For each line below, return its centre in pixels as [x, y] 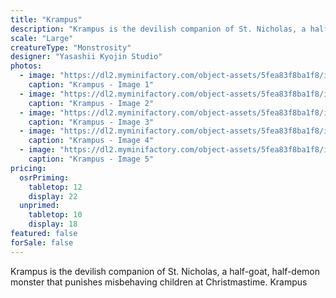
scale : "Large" [42, 38]
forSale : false [42, 242]
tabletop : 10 [55, 215]
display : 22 [53, 196]
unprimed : [39, 206]
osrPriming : [44, 177]
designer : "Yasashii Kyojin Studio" [86, 57]
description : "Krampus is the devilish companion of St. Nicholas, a [158, 29]
